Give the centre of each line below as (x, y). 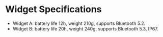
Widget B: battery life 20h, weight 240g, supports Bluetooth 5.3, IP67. (86, 28)
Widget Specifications (53, 9)
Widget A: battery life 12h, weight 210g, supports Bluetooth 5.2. (79, 23)
